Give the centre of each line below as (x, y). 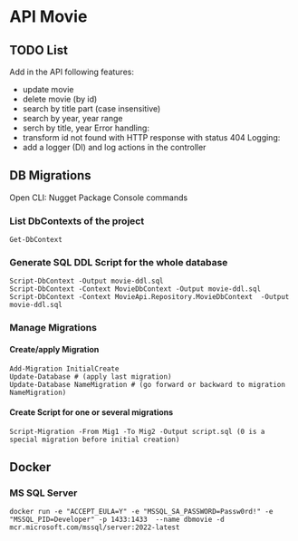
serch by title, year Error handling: (86, 128)
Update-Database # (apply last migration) (91, 377)
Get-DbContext (36, 240)
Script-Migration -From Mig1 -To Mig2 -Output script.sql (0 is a (137, 431)
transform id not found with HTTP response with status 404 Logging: (151, 137)
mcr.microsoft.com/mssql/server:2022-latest (95, 527)
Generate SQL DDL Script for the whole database (119, 263)
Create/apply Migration (54, 349)
